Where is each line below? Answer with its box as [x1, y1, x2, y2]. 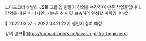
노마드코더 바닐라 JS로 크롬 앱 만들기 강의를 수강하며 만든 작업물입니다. [5, 4, 142, 10]
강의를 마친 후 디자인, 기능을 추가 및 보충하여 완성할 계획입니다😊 [5, 10, 129, 16]
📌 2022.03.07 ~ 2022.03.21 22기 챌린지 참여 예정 [5, 21, 102, 26]
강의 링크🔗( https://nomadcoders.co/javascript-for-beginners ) [5, 31, 128, 36]
